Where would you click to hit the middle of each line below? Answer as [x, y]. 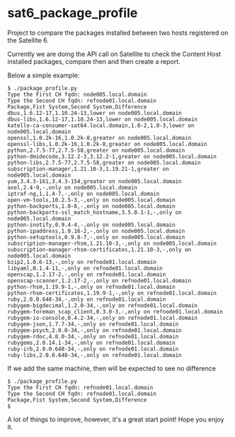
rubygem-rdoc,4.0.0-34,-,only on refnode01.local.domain [93, 336]
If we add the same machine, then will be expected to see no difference [111, 368]
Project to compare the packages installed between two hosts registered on [118, 33]
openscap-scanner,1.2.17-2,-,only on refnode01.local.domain [99, 281]
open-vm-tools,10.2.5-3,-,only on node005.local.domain [91, 200]
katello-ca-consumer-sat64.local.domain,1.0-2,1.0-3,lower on [101, 126]
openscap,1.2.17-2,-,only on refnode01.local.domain [87, 275]
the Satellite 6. [28, 40]
